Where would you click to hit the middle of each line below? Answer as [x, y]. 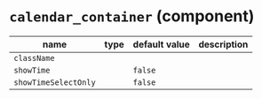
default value [161, 44]
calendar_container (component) [132, 16]
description [223, 44]
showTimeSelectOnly [55, 82]
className [34, 58]
